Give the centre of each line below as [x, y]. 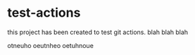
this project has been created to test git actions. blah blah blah [98, 32]
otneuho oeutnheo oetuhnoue [50, 45]
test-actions [44, 13]
